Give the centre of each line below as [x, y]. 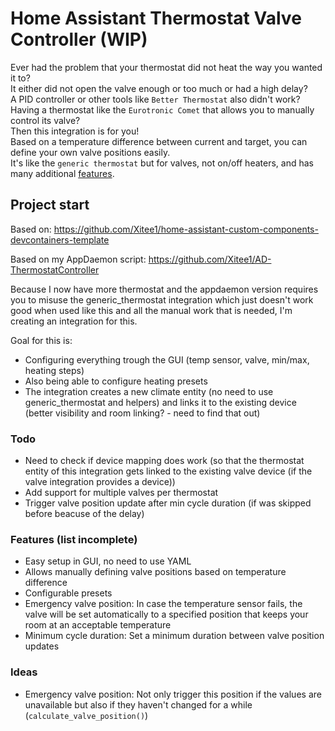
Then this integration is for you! [75, 131]
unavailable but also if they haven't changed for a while [138, 704]
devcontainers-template [60, 239]
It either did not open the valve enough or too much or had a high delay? [159, 88]
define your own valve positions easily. [90, 152]
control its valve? [45, 120]
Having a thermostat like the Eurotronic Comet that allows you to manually [162, 109]
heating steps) [54, 370]
